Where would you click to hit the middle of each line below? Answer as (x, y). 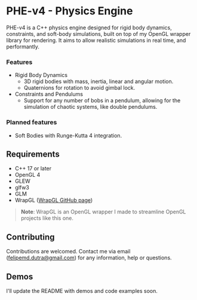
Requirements (33, 154)
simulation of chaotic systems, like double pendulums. (90, 107)
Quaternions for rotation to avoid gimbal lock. (79, 88)
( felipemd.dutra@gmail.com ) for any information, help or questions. (89, 258)
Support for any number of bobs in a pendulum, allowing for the (102, 100)
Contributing (30, 237)
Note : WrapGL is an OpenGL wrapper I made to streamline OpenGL (103, 212)
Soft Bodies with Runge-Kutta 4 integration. (68, 135)
